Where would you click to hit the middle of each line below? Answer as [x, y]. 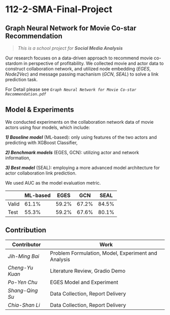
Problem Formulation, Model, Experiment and [103, 253]
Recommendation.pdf [26, 94]
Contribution [26, 230]
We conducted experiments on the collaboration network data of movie [79, 122]
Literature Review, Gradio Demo [88, 271]
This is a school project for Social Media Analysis [70, 48]
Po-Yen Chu [23, 282]
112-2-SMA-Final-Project [59, 9]
